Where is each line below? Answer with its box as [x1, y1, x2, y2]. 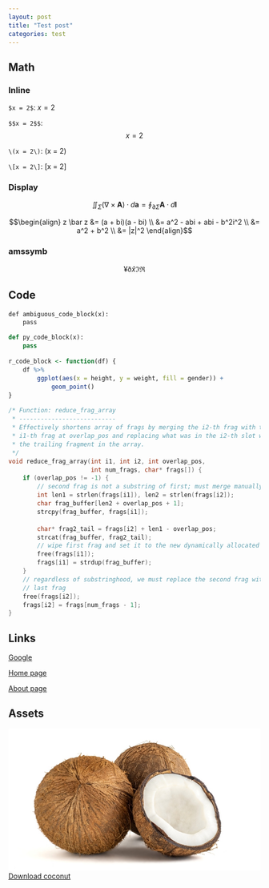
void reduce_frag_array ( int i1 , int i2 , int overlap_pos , [8, 457, 206, 465]
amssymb [8, 246, 48, 257]
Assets [8, 707, 44, 721]
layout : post [8, 13, 52, 21]
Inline [8, 84, 30, 95]
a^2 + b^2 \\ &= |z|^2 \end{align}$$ [76, 226, 193, 235]
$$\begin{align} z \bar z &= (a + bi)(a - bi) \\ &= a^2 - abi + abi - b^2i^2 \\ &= [9, 217, 260, 227]
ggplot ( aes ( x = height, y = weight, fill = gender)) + [37, 374, 224, 382]
